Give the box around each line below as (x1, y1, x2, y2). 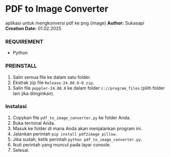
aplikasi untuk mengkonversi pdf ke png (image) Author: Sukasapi (5, 20, 145, 26)
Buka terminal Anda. (12, 120, 55, 126)
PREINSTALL (5, 62, 37, 69)
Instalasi (5, 103, 27, 110)
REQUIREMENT (5, 38, 44, 45)
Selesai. (12, 147, 30, 153)
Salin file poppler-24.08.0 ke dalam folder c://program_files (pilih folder (12, 85, 165, 91)
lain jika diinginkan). (12, 90, 54, 96)
